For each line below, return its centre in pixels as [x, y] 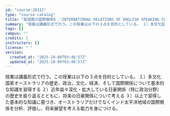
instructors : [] [22, 43]
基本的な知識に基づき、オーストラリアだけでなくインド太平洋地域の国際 [85, 102]
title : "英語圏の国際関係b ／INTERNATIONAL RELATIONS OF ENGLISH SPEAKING [82, 19]
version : [14, 52]
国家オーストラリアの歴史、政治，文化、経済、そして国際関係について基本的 [85, 83]
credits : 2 [17, 38]
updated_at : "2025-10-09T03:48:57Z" [48, 62]
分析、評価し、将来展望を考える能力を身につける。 [67, 108]
